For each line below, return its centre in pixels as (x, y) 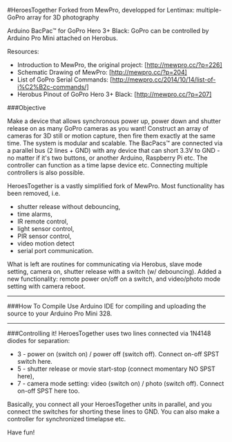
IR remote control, (43, 221)
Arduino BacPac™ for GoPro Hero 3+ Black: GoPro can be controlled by (108, 31)
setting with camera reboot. (47, 286)
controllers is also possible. (46, 173)
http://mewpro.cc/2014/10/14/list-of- (164, 80)
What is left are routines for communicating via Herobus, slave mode (105, 264)
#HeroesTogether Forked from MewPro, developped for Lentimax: (101, 10)
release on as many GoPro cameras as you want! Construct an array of (108, 128)
